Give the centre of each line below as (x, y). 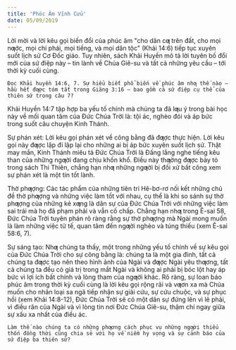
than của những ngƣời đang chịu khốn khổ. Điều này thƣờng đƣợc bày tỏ (113, 160)
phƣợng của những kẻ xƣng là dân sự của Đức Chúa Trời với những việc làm (118, 203)
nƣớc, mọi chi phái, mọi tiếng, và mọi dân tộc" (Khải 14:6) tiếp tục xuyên (112, 48)
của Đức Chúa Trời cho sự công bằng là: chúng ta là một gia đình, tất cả (112, 254)
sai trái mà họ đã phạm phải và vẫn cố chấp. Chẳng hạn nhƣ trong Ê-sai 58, (117, 211)
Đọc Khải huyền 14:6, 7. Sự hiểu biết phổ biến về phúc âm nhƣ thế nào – (118, 83)
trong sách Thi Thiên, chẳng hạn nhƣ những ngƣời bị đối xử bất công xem (114, 167)
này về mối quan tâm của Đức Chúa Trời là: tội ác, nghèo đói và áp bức (110, 116)
